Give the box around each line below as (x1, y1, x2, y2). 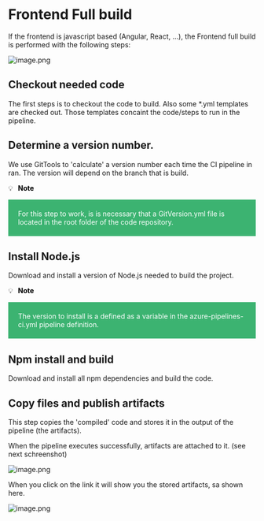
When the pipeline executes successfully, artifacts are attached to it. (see (8, 441, 246, 450)
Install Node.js (8, 250, 81, 263)
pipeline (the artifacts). (8, 426, 82, 435)
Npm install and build (8, 352, 114, 366)
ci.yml (18, 320, 38, 329)
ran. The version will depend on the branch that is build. (8, 168, 189, 177)
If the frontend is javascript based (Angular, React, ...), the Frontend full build (8, 32, 256, 41)
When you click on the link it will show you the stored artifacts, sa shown (8, 480, 244, 489)
